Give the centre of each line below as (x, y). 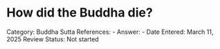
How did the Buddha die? (80, 13)
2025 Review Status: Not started (53, 39)
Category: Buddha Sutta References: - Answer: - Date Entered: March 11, (110, 32)
